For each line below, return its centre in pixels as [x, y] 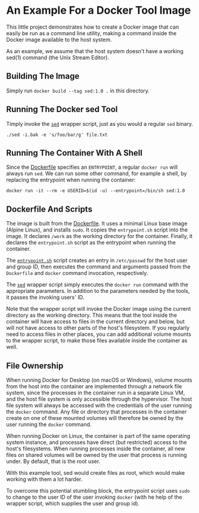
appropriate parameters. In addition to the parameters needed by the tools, [98, 291]
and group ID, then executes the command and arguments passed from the [98, 267]
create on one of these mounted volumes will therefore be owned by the [95, 418]
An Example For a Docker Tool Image [99, 10]
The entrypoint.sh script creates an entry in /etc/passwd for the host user [97, 261]
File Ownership [35, 365]
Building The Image [43, 76]
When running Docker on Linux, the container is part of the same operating [98, 436]
